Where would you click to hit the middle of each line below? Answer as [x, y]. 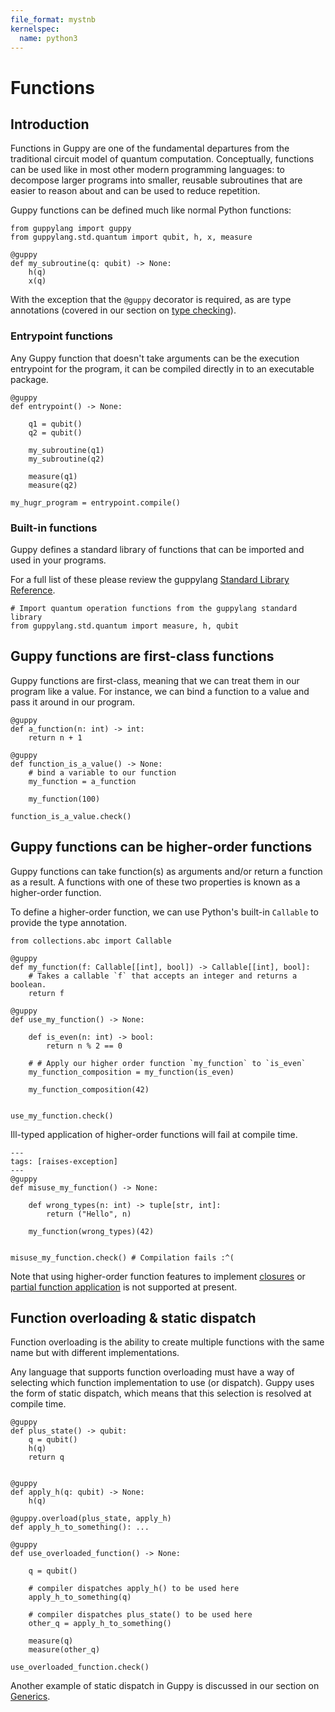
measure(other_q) [64, 1650]
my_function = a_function [82, 781]
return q [46, 1457]
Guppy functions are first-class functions [142, 656]
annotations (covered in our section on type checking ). [123, 310]
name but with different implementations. [95, 1353]
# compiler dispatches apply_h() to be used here [134, 1589]
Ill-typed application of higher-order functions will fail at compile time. [154, 1134]
